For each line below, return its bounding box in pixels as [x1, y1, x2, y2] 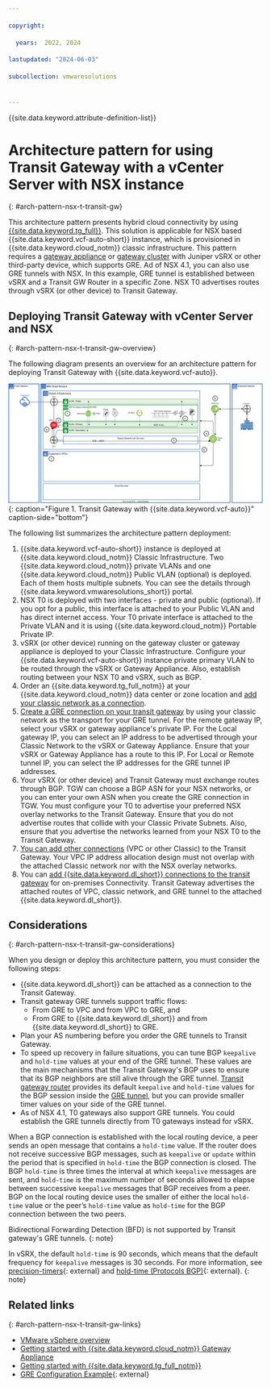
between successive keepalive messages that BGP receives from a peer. [8, 1184, 251, 1193]
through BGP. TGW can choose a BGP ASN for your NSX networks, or [19, 783, 252, 793]
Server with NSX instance [8, 175, 185, 194]
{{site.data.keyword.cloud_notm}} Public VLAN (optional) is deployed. [19, 569, 252, 579]
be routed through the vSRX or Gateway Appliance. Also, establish [19, 664, 240, 673]
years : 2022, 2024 [15, 39, 81, 47]
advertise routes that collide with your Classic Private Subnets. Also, [19, 818, 248, 827]
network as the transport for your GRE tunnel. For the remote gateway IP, [19, 714, 263, 725]
